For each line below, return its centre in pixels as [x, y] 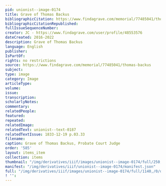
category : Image [22, 79]
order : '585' [19, 148]
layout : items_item [25, 153]
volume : [13, 88]
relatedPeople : [21, 111]
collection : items [24, 157]
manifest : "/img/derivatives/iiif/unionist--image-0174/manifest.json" [80, 167]
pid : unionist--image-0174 [33, 10]
